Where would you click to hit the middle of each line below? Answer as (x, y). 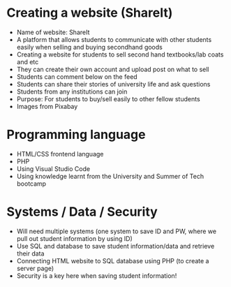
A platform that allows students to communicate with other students (114, 39)
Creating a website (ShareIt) (90, 13)
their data (30, 253)
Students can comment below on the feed (77, 76)
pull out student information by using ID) (75, 238)
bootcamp (31, 184)
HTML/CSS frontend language (60, 154)
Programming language (76, 135)
